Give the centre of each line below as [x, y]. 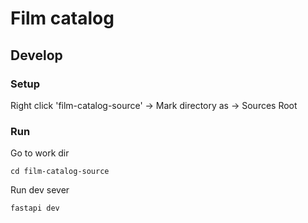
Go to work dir [40, 153]
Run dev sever [40, 190]
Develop [36, 55]
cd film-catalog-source [60, 172]
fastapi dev [35, 208]
